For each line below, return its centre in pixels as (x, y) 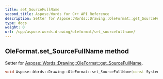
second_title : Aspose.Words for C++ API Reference (57, 14)
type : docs (16, 23)
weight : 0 (15, 27)
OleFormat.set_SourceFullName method (67, 51)
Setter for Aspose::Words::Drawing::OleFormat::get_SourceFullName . (74, 63)
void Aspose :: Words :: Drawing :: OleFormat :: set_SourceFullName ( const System (82, 72)
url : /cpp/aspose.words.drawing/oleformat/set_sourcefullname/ (70, 32)
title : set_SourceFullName (32, 9)
